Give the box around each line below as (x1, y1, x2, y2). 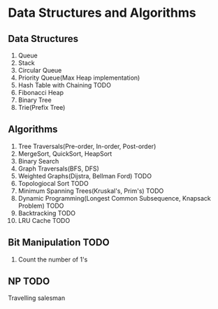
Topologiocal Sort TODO (17, 179, 89, 187)
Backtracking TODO (17, 208, 76, 217)
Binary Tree (17, 96, 52, 104)
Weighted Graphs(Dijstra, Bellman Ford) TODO (17, 171, 152, 180)
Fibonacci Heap (17, 89, 64, 96)
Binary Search (17, 157, 59, 165)
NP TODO (8, 275, 50, 287)
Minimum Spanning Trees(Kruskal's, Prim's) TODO (17, 187, 164, 195)
